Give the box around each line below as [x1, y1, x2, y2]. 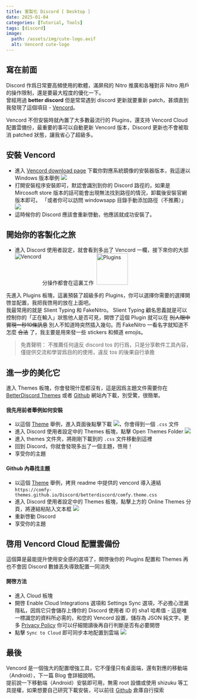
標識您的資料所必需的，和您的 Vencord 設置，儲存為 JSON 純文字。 [19, 614, 184, 621]
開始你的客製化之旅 [6, 230, 76, 240]
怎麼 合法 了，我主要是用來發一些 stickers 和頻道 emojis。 [6, 329, 146, 336]
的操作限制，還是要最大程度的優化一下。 [6, 89, 104, 96]
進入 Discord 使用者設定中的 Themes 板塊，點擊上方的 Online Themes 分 [14, 498, 192, 505]
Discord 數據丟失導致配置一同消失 [28, 563, 111, 570]
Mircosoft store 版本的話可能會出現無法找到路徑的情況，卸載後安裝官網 [14, 189, 187, 196]
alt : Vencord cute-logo [11, 42, 69, 48]
